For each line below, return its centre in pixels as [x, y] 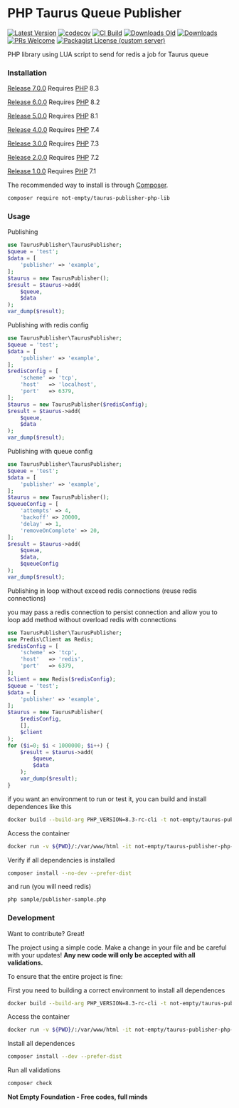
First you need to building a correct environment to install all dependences [116, 990]
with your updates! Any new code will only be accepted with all [101, 955]
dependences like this [40, 806]
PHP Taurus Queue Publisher [95, 13]
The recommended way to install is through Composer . [88, 185]
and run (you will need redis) [49, 887]
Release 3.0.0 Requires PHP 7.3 [53, 143]
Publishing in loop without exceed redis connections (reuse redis [102, 591]
